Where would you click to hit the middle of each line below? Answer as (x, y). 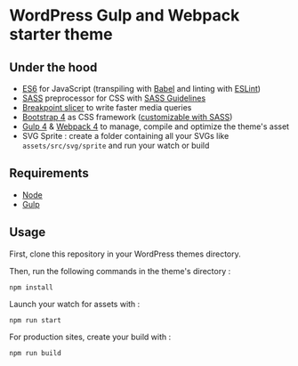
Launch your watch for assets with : (75, 304)
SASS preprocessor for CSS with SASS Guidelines (114, 98)
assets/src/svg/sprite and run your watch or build (116, 145)
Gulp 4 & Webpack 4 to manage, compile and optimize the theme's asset (156, 126)
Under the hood (53, 67)
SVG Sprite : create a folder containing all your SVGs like (125, 136)
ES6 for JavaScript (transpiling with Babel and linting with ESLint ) (141, 89)
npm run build (36, 353)
